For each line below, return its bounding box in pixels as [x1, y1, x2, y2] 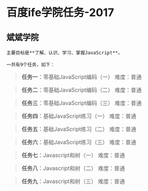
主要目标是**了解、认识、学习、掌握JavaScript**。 [6, 50, 123, 56]
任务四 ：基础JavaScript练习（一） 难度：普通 [21, 112, 136, 120]
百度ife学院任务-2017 [6, 6, 115, 20]
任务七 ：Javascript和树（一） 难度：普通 [21, 152, 125, 158]
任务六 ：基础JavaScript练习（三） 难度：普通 [21, 139, 136, 146]
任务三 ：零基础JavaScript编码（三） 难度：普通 [21, 99, 142, 106]
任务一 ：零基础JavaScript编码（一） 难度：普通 [21, 73, 142, 80]
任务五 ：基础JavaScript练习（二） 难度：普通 [21, 125, 136, 133]
